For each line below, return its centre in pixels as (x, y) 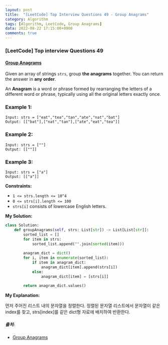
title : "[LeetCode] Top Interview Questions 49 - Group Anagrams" (77, 15)
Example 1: (19, 107)
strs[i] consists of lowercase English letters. (59, 207)
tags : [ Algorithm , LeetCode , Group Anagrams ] (53, 24)
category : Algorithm (27, 19)
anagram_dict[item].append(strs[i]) (79, 267)
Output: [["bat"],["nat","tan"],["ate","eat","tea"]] (63, 122)
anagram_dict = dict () (47, 253)
